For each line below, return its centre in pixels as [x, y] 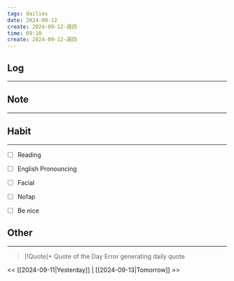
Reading [29, 155]
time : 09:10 [24, 33]
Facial [26, 183]
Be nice [28, 211]
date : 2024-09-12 [32, 20]
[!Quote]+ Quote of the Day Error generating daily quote [104, 256]
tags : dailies [28, 14]
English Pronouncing [47, 169]
